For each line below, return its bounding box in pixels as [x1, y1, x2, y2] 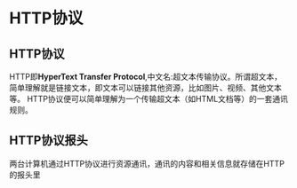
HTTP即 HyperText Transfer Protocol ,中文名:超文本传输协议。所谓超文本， [9, 72, 283, 82]
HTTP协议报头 [9, 133, 89, 148]
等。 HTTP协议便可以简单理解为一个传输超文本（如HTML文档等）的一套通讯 [9, 94, 289, 104]
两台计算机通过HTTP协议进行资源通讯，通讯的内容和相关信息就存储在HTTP [9, 158, 285, 168]
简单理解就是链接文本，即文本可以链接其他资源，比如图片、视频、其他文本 [9, 82, 282, 93]
